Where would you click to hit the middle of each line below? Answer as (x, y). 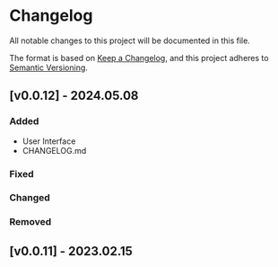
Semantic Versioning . (48, 67)
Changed (30, 198)
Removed (30, 222)
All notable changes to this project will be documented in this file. (130, 40)
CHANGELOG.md (54, 150)
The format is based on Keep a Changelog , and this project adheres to (139, 58)
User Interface (49, 141)
